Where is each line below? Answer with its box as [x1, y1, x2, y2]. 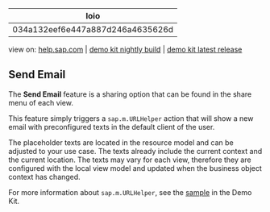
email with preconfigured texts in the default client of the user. [8, 122, 215, 131]
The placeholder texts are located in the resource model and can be [8, 137, 234, 148]
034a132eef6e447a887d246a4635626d [12, 24, 174, 35]
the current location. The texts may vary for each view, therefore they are [8, 155, 251, 164]
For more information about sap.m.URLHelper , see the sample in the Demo [8, 187, 252, 197]
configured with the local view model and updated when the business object [8, 163, 262, 173]
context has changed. [8, 172, 81, 181]
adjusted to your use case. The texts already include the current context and [8, 146, 263, 156]
